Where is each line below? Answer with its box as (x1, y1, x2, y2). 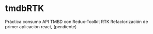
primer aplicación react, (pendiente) (5, 23, 77, 29)
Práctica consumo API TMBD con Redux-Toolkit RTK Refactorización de (5, 19, 149, 24)
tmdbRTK (5, 3, 45, 14)
